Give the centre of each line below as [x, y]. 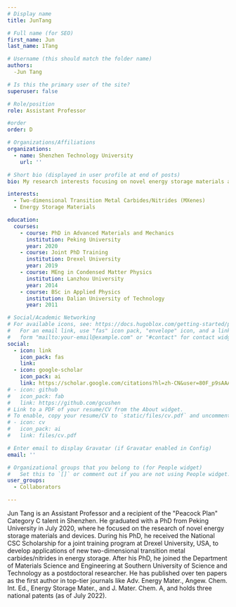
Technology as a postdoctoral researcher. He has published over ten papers [117, 573]
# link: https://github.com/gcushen [64, 403]
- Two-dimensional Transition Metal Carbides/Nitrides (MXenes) [110, 201]
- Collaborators [37, 487]
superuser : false [33, 91]
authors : [20, 65]
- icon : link [33, 350]
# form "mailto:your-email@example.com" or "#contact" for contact [111, 337]
